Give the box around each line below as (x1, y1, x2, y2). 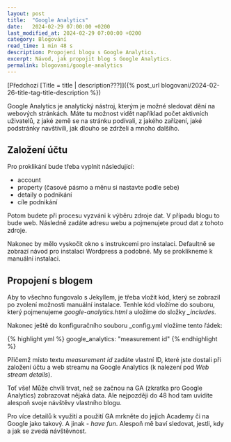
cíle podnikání (17, 198, 58, 206)
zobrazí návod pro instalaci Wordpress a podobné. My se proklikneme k (7, 247, 214, 256)
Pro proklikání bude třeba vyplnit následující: (7, 163, 134, 171)
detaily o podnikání (17, 190, 72, 199)
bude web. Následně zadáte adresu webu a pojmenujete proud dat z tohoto (7, 219, 224, 227)
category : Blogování (7, 36, 67, 43)
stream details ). (7, 370, 52, 379)
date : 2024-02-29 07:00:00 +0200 (7, 23, 111, 30)
